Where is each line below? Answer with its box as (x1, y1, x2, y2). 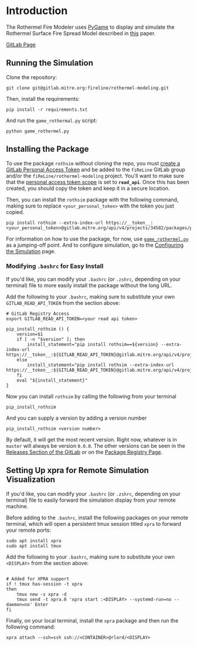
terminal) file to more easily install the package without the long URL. (6, 281, 173, 288)
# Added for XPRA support (6, 576, 69, 582)
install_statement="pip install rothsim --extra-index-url (27, 362, 175, 368)
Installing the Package (6, 144, 89, 154)
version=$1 (16, 331, 43, 337)
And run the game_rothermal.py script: (6, 117, 98, 124)
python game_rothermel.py (6, 128, 69, 134)
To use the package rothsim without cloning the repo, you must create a (6, 159, 181, 166)
